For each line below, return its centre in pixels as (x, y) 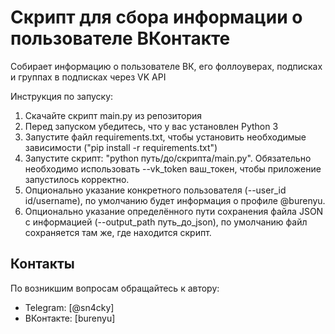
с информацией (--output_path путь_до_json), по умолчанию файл (166, 222)
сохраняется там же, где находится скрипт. (118, 232)
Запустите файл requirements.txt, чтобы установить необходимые (165, 137)
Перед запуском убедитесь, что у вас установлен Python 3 (151, 126)
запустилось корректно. (77, 179)
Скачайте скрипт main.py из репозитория (113, 115)
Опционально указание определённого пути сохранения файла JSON (174, 211)
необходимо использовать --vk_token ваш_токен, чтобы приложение (173, 168)
